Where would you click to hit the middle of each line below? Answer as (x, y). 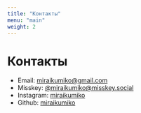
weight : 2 (22, 27)
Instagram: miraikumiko (51, 96)
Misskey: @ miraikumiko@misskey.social (75, 88)
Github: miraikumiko (46, 103)
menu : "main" (26, 20)
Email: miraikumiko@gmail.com (62, 80)
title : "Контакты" (34, 14)
